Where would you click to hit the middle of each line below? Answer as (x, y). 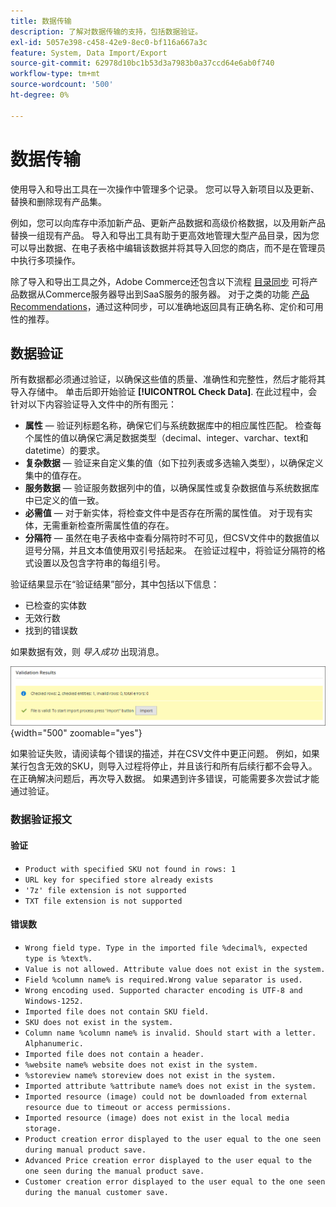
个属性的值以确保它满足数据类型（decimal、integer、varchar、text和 (166, 438)
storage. (43, 1128)
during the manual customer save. (96, 1192)
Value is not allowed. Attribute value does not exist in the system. (175, 969)
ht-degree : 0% (40, 95)
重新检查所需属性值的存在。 (117, 526)
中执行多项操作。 (45, 260)
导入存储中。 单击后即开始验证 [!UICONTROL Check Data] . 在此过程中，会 (164, 392)
